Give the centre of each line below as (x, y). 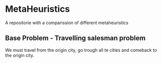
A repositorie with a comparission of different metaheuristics (67, 23)
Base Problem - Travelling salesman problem (75, 38)
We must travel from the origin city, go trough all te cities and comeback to (81, 50)
